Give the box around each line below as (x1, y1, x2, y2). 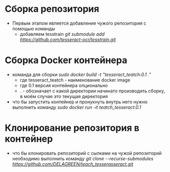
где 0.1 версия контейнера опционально (19, 82, 108, 88)
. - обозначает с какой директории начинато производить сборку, (19, 88, 165, 94)
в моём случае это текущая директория (19, 93, 108, 99)
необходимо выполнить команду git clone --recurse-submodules (12, 155, 154, 162)
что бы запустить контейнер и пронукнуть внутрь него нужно (12, 99, 148, 105)
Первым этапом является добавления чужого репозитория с (12, 20, 146, 26)
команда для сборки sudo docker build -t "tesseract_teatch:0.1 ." (12, 71, 152, 78)
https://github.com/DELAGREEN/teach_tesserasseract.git (12, 161, 134, 167)
